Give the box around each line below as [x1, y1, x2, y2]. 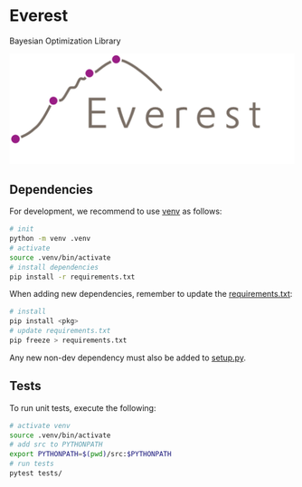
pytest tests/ [9, 469, 63, 478]
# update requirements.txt [9, 327, 111, 336]
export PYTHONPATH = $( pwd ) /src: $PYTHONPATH [9, 450, 172, 459]
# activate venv [9, 421, 71, 430]
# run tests [9, 459, 54, 469]
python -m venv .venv [9, 234, 91, 243]
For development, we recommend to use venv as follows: [9, 205, 222, 217]
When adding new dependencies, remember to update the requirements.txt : [9, 289, 293, 300]
